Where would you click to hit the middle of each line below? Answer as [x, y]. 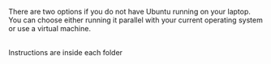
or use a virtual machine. [50, 28]
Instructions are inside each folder [66, 52]
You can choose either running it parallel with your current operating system [136, 20]
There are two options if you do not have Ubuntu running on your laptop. [130, 12]
